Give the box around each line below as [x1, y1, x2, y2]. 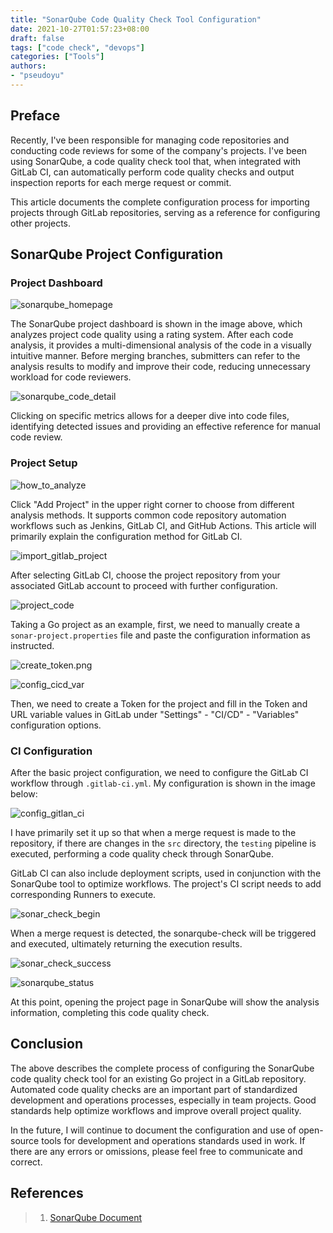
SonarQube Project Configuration [10, 246, 224, 263]
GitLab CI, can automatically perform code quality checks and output [10, 166, 295, 178]
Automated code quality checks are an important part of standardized [10, 1083, 298, 1095]
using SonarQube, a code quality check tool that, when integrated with [10, 155, 302, 167]
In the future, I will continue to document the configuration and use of [10, 1124, 297, 1136]
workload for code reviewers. [10, 371, 132, 383]
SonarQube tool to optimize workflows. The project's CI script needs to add [10, 877, 322, 890]
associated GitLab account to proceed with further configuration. [10, 579, 278, 591]
